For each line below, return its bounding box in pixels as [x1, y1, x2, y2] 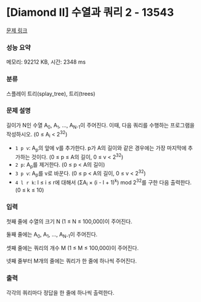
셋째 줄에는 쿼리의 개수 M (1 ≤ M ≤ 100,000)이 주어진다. [6, 244, 139, 252]
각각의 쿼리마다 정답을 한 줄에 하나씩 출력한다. [6, 289, 115, 296]
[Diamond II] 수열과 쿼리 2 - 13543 [6, 5, 174, 19]
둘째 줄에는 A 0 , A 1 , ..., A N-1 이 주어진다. [6, 230, 98, 240]
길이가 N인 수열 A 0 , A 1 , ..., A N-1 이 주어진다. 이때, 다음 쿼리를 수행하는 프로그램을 [6, 121, 195, 130]
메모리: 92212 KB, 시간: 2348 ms [6, 58, 86, 65]
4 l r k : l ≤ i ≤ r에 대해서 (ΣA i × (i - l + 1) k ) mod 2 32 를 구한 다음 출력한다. [15, 177, 192, 187]
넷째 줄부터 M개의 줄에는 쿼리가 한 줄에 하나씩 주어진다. [6, 257, 137, 264]
